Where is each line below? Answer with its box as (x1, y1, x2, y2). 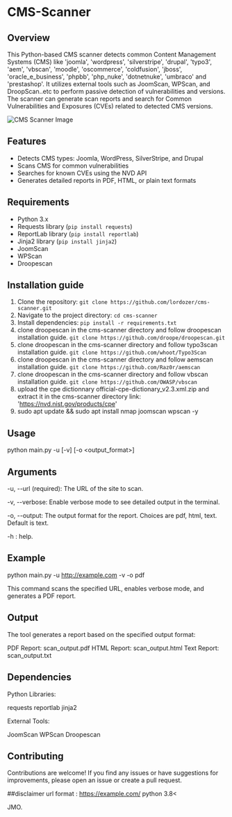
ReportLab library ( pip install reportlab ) (17, 229, 139, 238)
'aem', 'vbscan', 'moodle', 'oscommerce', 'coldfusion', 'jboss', (7, 65, 183, 73)
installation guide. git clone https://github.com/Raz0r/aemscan (17, 363, 201, 371)
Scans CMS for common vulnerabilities (17, 161, 129, 170)
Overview (7, 32, 51, 44)
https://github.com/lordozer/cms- (110, 299, 210, 306)
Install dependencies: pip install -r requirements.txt (17, 318, 177, 327)
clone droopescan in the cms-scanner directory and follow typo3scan (17, 341, 218, 349)
